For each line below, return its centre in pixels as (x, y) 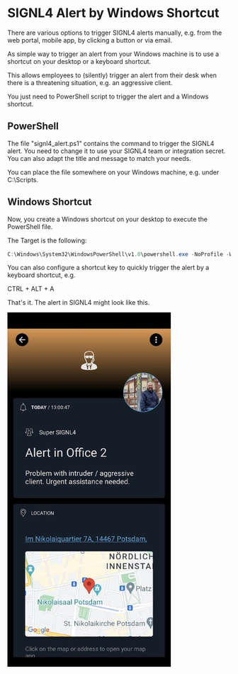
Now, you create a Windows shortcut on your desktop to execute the (107, 219)
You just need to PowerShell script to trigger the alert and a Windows (108, 96)
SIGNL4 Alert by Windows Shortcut (113, 13)
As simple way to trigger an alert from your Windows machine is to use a (113, 54)
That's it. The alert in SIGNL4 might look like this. (79, 303)
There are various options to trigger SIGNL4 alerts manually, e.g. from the (115, 33)
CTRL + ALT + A (31, 289)
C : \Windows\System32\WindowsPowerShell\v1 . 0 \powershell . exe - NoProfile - (119, 254)
